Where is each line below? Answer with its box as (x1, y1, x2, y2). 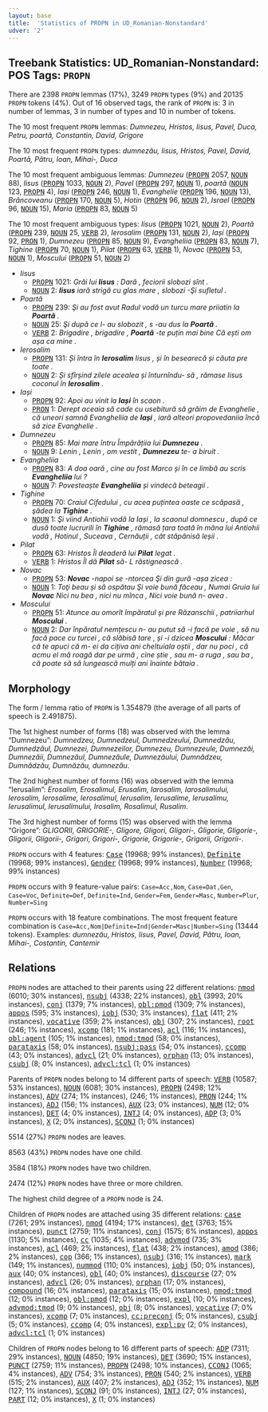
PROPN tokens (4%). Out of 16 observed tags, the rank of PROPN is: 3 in (8, 98, 235, 108)
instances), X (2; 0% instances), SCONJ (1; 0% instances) (8, 1116, 195, 1126)
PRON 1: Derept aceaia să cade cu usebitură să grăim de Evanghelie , (31, 404, 260, 414)
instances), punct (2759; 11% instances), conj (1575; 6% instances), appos (8, 1226, 258, 1236)
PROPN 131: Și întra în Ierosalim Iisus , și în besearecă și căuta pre (31, 353, 248, 363)
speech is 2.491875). (8, 712, 77, 720)
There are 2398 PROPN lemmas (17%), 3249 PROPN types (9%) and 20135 (8, 89, 244, 100)
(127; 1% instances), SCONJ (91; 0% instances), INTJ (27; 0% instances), (8, 1386, 247, 1395)
